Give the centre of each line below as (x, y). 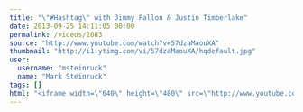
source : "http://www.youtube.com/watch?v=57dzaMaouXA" (115, 43)
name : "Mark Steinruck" (62, 77)
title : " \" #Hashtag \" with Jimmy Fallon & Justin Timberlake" (129, 18)
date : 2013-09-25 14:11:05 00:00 (72, 26)
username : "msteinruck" (62, 69)
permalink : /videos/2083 (56, 34)
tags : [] (26, 85)
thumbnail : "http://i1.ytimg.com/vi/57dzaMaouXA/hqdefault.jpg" (133, 51)
